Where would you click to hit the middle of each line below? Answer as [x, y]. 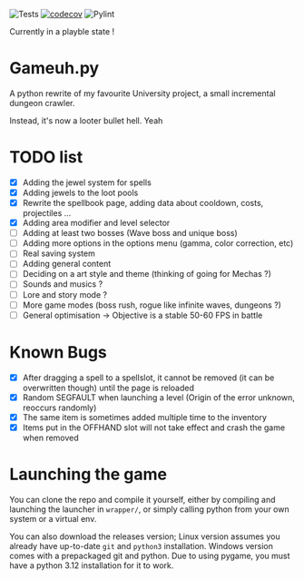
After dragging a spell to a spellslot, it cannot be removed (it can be [148, 378]
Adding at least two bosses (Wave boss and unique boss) [130, 233]
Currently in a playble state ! [62, 31]
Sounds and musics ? [63, 284]
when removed [50, 437]
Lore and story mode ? [64, 294]
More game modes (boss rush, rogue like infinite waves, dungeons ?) [152, 305]
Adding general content [67, 264]
